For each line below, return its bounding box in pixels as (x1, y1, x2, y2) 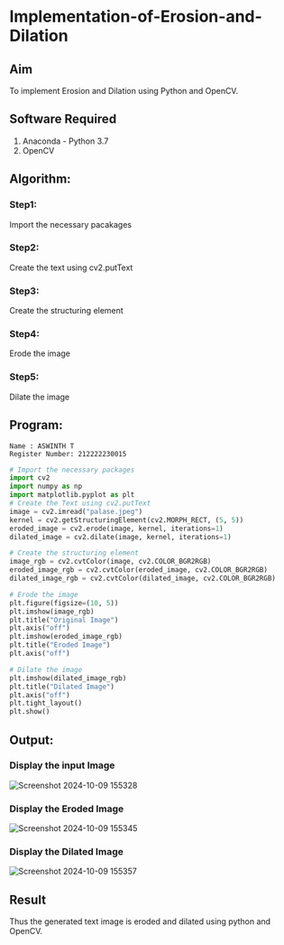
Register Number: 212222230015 (9, 449, 127, 458)
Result (9, 892, 47, 907)
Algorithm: (9, 172, 71, 187)
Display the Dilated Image (9, 846, 124, 858)
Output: (9, 732, 54, 747)
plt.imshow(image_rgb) (9, 607, 95, 616)
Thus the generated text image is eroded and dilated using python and (9, 916, 271, 927)
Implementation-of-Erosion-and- (9, 6, 263, 27)
